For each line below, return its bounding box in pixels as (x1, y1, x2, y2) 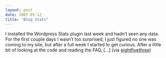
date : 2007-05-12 (5, 12, 42, 17)
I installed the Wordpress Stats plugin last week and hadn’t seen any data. (5, 31, 159, 37)
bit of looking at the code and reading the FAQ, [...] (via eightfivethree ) (5, 47, 151, 53)
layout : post (5, 7, 33, 13)
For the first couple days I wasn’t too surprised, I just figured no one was (5, 36, 157, 42)
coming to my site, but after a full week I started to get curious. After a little (5, 42, 161, 48)
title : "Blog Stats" (5, 17, 49, 22)
